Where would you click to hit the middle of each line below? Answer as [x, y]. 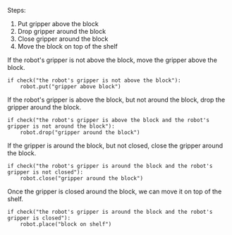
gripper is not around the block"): [61, 126]
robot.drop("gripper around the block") [80, 133]
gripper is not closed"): [45, 172]
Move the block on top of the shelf [68, 46]
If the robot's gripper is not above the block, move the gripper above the [112, 60]
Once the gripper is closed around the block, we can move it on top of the [115, 191]
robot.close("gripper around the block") [81, 179]
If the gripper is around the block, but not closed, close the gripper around [115, 145]
